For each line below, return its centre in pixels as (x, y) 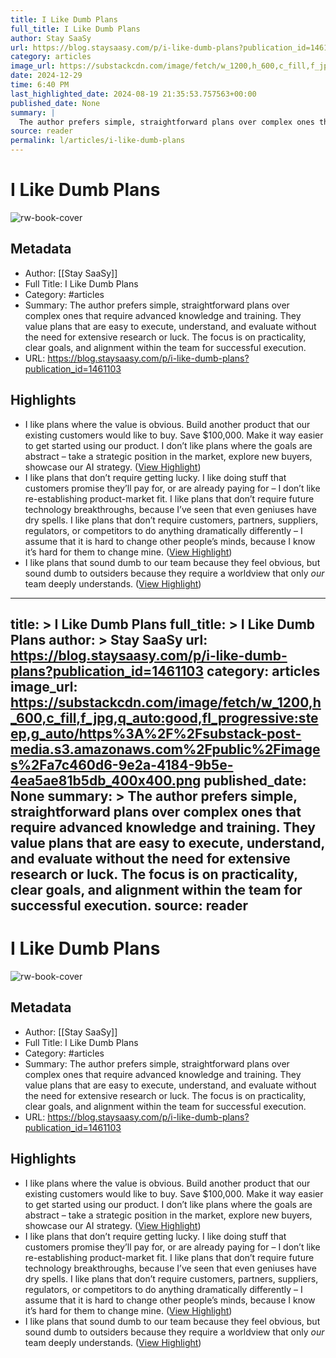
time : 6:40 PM (40, 85)
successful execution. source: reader (129, 905)
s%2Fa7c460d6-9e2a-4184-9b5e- (122, 764)
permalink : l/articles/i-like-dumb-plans (98, 141)
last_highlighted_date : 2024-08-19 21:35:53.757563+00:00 (133, 94)
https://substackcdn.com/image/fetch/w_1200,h (166, 702)
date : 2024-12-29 (46, 76)
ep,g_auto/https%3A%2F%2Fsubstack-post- (156, 733)
